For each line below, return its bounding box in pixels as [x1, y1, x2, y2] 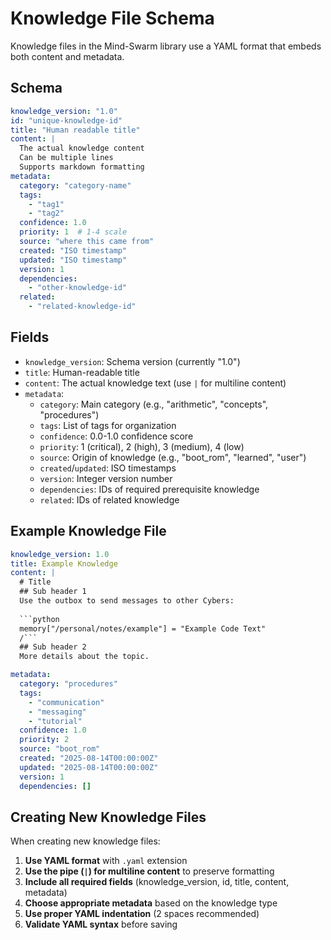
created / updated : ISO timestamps [39, 462, 177, 474]
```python [19, 614, 60, 624]
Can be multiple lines [19, 153, 114, 163]
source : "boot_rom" [19, 744, 101, 754]
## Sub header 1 [19, 587, 87, 597]
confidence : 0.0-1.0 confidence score [39, 430, 194, 442]
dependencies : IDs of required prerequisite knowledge [39, 483, 260, 495]
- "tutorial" [28, 716, 83, 726]
